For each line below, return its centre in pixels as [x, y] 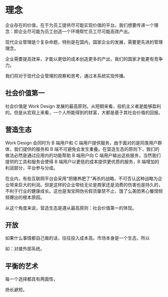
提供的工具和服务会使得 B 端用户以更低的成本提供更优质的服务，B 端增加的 [82, 161]
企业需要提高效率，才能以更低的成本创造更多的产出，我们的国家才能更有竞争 [84, 59]
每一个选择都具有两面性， [31, 279]
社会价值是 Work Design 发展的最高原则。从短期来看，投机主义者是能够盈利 [83, 106]
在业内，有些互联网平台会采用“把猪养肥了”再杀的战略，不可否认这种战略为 [82, 178]
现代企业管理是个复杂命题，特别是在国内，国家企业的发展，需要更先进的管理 [84, 42]
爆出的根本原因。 [27, 197]
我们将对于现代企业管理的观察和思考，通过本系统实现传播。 [66, 76]
